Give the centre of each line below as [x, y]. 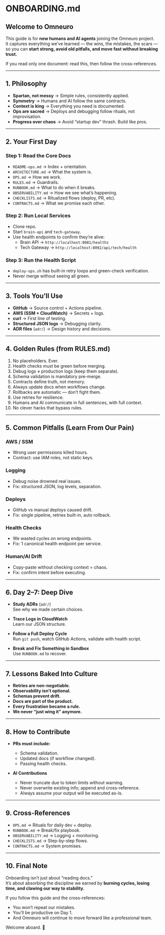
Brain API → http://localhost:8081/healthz [64, 242]
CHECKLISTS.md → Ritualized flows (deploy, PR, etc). [64, 198]
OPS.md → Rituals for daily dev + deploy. [52, 825]
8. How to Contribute [38, 732]
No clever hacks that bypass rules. [47, 408]
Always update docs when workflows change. [59, 387]
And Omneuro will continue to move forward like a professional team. [82, 918]
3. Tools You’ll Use [34, 296]
